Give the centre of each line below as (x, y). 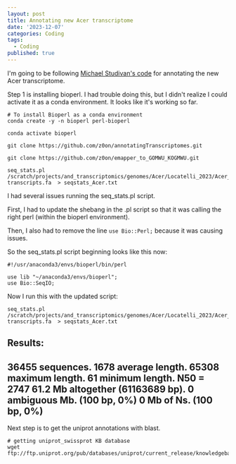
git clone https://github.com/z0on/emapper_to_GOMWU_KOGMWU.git (103, 158)
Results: (26, 343)
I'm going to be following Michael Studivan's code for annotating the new (113, 73)
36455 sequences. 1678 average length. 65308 (113, 367)
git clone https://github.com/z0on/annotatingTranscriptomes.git (105, 145)
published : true (31, 54)
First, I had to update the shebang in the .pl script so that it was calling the (114, 209)
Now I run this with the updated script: (63, 296)
